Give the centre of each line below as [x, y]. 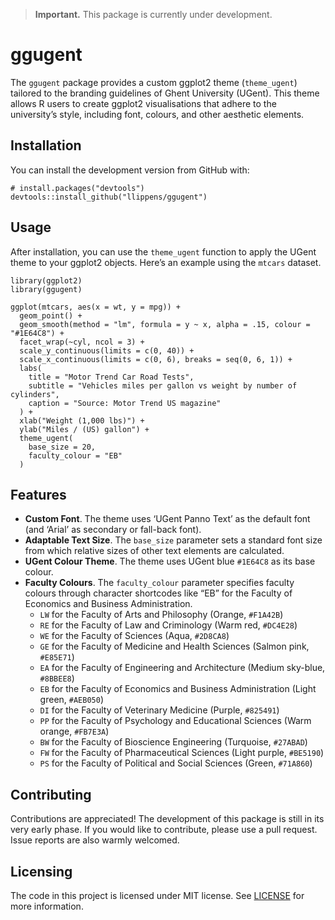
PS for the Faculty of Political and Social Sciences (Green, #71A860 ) [176, 763]
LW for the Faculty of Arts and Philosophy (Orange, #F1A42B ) [161, 615]
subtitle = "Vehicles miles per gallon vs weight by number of [163, 385]
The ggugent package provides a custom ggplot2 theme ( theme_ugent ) [154, 82]
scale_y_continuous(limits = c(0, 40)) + [107, 350]
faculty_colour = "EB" [75, 455]
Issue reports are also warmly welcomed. [95, 840]
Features [38, 494]
